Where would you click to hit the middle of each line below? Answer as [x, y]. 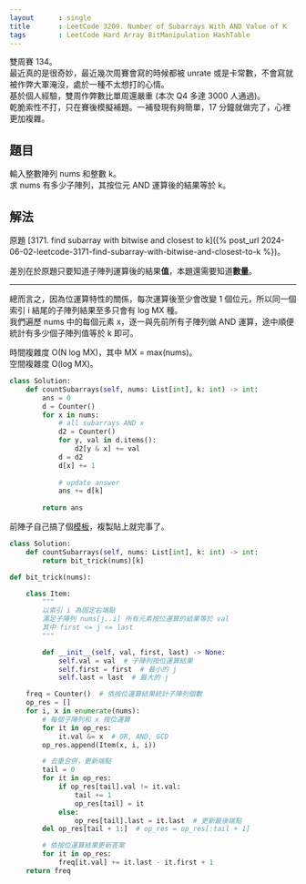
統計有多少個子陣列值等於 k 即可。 [74, 333]
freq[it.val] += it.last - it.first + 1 [136, 862]
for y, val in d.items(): [107, 441]
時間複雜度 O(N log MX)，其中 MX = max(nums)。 [103, 352]
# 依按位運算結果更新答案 [84, 846]
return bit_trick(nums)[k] [93, 561]
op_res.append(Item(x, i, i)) [99, 745]
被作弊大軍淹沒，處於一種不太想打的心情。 [89, 85]
